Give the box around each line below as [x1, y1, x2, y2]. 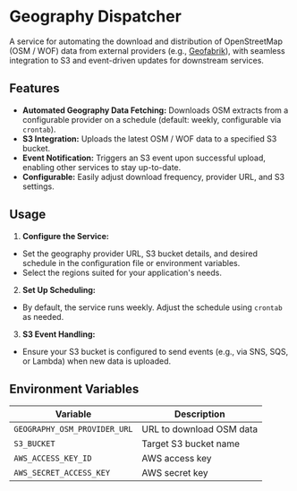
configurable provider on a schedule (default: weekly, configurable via [21, 114, 282, 125]
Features [9, 81, 60, 96]
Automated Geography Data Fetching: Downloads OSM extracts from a [21, 105, 289, 116]
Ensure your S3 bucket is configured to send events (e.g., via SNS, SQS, [21, 346, 289, 357]
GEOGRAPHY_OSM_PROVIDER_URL [13, 424, 133, 435]
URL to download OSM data [141, 423, 258, 435]
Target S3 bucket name [141, 437, 240, 450]
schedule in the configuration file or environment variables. [21, 257, 241, 268]
